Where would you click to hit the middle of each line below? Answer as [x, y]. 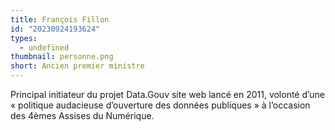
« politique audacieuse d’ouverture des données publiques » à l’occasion [160, 105]
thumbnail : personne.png [62, 57]
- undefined [44, 47]
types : [24, 38]
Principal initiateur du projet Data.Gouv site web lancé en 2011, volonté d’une [167, 94]
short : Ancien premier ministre [77, 66]
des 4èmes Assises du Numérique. [82, 115]
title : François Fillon [60, 19]
